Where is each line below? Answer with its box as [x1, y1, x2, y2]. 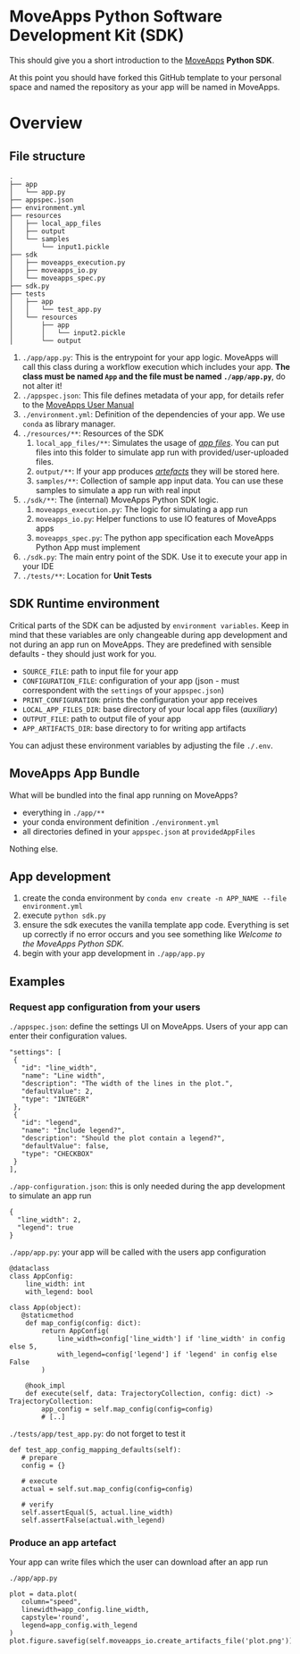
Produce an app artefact [9, 1536, 117, 1549]
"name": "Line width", [21, 1071, 105, 1080]
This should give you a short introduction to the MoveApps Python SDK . [9, 55, 275, 65]
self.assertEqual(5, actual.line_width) [21, 1508, 174, 1517]
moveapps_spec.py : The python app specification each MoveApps [35, 532, 274, 542]
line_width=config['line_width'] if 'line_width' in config [56, 1334, 286, 1344]
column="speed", [21, 1598, 82, 1607]
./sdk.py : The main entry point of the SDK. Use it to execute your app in [21, 551, 287, 562]
